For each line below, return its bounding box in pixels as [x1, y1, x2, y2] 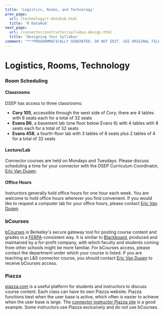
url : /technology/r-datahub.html [9, 16, 78, 21]
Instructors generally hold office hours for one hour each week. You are [5, 190, 149, 196]
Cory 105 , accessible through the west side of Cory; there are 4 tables [12, 110, 154, 116]
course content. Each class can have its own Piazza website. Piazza [5, 289, 142, 294]
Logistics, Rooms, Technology [5, 60, 130, 71]
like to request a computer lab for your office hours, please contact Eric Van [5, 201, 158, 207]
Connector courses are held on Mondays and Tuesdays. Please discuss [5, 158, 149, 164]
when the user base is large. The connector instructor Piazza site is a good [5, 299, 156, 305]
